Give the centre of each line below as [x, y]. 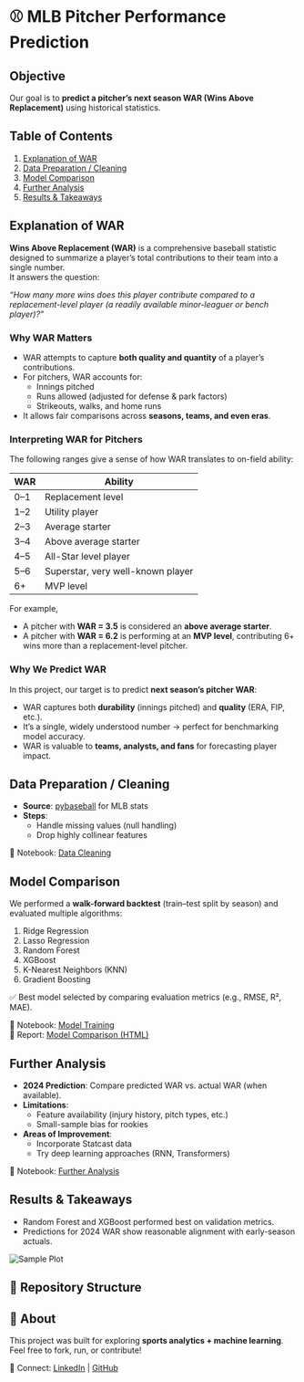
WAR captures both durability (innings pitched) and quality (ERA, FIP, [153, 707]
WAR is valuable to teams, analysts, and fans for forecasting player [150, 746]
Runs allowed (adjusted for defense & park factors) [132, 396]
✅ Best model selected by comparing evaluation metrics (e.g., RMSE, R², [146, 997]
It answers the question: [55, 277]
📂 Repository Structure [76, 1288]
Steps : [35, 816]
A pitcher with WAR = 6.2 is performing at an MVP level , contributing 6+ [158, 636]
